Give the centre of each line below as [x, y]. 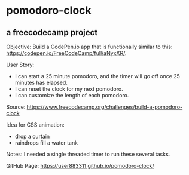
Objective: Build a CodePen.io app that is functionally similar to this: [89, 47]
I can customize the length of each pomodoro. [72, 95]
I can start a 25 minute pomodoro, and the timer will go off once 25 [97, 76]
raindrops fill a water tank [46, 143]
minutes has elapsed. [41, 82]
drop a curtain [32, 136]
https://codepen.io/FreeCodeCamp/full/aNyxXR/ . [66, 53]
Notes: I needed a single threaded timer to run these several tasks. [88, 154]
